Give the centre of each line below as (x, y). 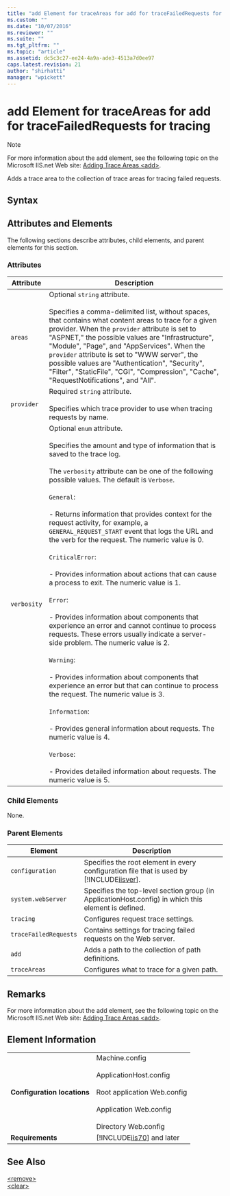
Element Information (52, 1039)
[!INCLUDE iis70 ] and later (138, 1138)
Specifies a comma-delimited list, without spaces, (129, 312)
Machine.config (122, 1058)
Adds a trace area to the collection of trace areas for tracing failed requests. (114, 178)
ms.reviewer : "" (30, 33)
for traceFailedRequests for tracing (109, 126)
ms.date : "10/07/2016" (39, 26)
